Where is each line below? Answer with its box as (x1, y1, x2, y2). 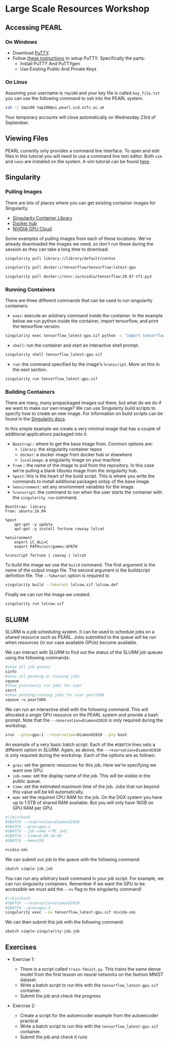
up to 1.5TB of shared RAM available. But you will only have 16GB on (12, 799, 154, 805)
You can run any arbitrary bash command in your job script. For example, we (5, 875, 164, 881)
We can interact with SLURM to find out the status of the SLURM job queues (5, 649, 163, 655)
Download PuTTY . (12, 50, 50, 56)
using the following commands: (5, 654, 70, 660)
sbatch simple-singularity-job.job (5, 929, 80, 934)
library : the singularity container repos (20, 446, 102, 452)
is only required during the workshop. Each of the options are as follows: (5, 752, 156, 758)
